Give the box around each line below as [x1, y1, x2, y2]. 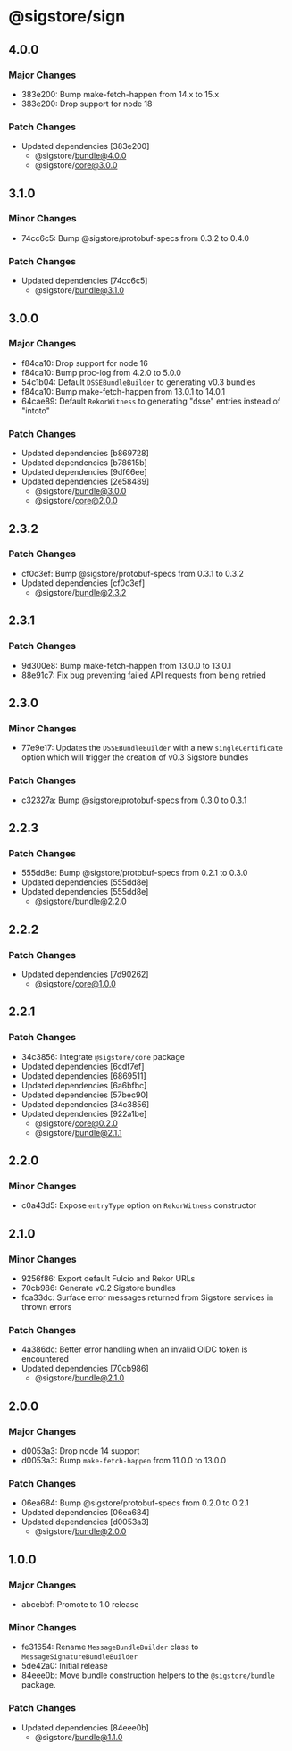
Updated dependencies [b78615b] [21, 457, 148, 468]
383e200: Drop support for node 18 [21, 98, 153, 109]
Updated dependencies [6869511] [21, 1070, 146, 1081]
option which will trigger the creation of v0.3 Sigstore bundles [21, 752, 249, 763]
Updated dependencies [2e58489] [21, 476, 150, 488]
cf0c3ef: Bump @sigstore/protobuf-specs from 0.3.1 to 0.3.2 [21, 568, 245, 579]
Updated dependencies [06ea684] [21, 1507, 150, 1518]
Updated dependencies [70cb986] [21, 1363, 149, 1374]
